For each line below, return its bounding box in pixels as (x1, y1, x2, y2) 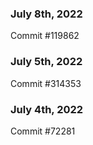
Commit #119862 (10, 30, 80, 42)
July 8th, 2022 (10, 7, 83, 21)
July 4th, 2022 (10, 102, 84, 116)
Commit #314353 (10, 77, 82, 89)
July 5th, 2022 (10, 55, 83, 69)
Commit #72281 (10, 125, 76, 137)
